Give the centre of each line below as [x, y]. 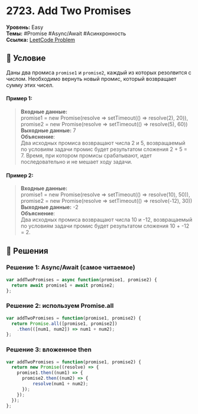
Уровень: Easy [25, 27]
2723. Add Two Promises [69, 11]
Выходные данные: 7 [48, 130]
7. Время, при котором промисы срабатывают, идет [86, 155]
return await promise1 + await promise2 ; [63, 285]
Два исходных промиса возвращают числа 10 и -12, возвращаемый [106, 220]
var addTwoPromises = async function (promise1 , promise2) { [82, 280]
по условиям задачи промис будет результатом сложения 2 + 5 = [104, 149]
